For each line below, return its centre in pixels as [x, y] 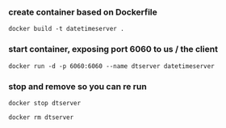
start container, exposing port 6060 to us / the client [113, 49]
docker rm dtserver [41, 117]
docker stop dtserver [45, 103]
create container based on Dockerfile [83, 12]
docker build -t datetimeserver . [67, 29]
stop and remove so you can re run [77, 86]
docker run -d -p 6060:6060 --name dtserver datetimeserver [112, 66]
